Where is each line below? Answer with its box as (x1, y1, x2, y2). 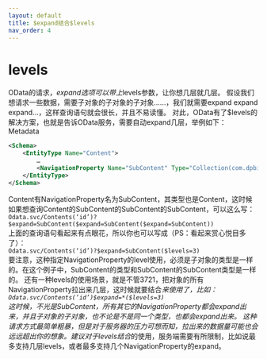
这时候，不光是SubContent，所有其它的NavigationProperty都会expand (8, 301, 240, 311)
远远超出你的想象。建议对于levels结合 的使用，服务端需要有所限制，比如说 (8, 331, 250, 341)
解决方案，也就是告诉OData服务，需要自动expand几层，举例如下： (8, 118, 227, 127)
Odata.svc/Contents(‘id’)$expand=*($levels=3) (8, 293, 165, 302)
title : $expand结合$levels (8, 19, 95, 27)
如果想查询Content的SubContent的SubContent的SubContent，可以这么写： (8, 204, 255, 214)
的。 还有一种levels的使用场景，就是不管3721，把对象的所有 (8, 275, 204, 284)
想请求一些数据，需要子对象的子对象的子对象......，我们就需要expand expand (8, 98, 258, 107)
